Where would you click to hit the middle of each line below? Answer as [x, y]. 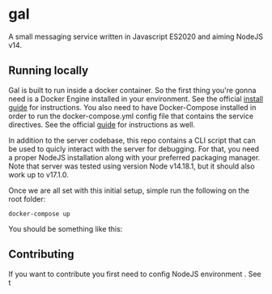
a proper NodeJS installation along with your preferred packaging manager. [134, 157]
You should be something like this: [66, 228]
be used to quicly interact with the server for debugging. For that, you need [134, 149]
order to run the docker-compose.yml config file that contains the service [131, 116]
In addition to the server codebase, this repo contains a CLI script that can [132, 140]
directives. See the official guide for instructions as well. [102, 124]
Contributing [41, 255]
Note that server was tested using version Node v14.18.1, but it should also [132, 166]
